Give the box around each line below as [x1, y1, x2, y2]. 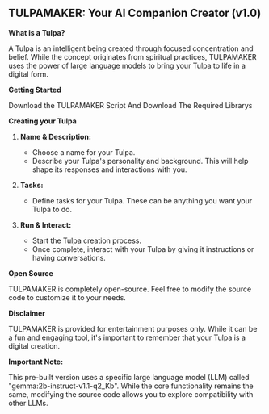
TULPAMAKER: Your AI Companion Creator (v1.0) [8, 6, 262, 20]
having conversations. [32, 253, 107, 262]
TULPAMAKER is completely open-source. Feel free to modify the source [8, 284, 252, 294]
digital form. [8, 69, 48, 79]
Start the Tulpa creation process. [32, 236, 141, 245]
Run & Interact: [19, 220, 72, 229]
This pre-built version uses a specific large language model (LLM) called [8, 372, 250, 382]
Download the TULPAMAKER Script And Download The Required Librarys [8, 100, 253, 110]
